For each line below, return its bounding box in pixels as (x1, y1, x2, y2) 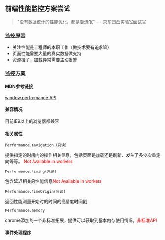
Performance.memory (5, 208, 45, 213)
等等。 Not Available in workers (9, 158, 73, 164)
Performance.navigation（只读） (5, 142, 69, 148)
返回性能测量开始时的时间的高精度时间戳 (5, 198, 87, 204)
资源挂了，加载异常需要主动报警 (12, 57, 77, 63)
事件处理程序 (5, 230, 31, 236)
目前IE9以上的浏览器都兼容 (5, 118, 59, 124)
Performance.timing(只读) (5, 169, 57, 174)
